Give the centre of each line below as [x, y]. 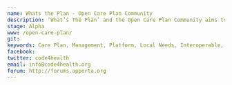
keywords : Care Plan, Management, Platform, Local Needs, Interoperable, [116, 45]
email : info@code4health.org [49, 64]
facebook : [21, 52]
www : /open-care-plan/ [40, 33]
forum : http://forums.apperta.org [57, 71]
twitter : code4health [38, 58]
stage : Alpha [26, 26]
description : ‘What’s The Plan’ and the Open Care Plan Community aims [112, 20]
